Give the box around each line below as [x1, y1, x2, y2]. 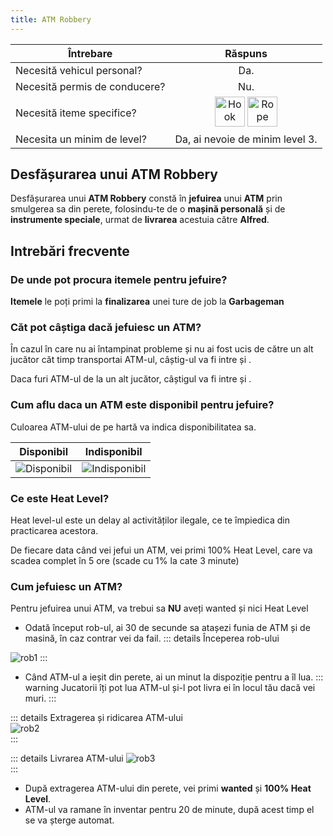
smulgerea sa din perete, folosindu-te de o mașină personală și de [10, 203, 286, 215]
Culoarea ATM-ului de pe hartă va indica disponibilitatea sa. [10, 421, 257, 433]
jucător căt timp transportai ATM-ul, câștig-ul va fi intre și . [10, 354, 252, 366]
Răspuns [224, 46, 268, 60]
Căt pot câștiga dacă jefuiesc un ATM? [10, 321, 202, 335]
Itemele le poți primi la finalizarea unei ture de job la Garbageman [10, 296, 285, 308]
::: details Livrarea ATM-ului [10, 752, 124, 765]
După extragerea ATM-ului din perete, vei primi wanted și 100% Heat [24, 782, 312, 795]
